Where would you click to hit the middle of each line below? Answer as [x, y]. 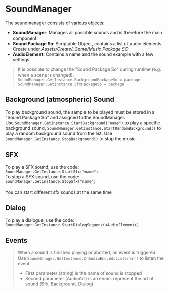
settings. [22, 59]
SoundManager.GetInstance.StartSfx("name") [52, 172]
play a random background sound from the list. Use [59, 133]
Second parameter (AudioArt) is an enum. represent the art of [90, 279]
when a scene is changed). [46, 75]
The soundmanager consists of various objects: [55, 23]
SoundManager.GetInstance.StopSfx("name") [51, 181]
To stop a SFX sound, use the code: [43, 177]
